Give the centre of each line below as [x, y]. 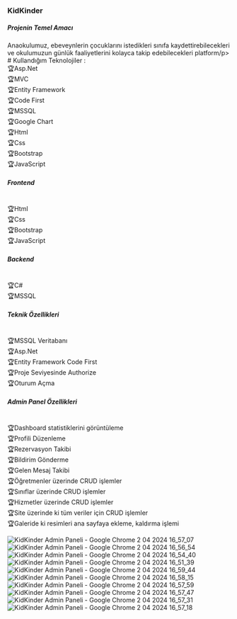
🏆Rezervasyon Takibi [39, 449]
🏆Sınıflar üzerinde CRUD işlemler [57, 492]
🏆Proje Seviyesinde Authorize [52, 372]
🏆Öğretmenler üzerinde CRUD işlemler [65, 481]
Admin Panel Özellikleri [42, 402]
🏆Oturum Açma [31, 383]
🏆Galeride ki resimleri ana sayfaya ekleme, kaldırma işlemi [93, 523]
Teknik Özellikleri [33, 314]
